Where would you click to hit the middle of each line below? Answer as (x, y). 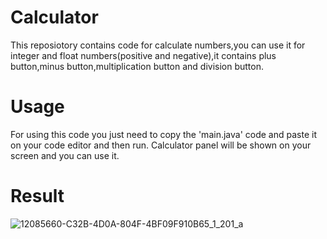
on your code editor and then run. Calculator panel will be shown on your (161, 145)
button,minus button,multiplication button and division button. (137, 66)
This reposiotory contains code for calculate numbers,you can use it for (158, 45)
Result (37, 196)
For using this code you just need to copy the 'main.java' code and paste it (163, 134)
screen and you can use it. (65, 155)
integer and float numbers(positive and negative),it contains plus (143, 55)
